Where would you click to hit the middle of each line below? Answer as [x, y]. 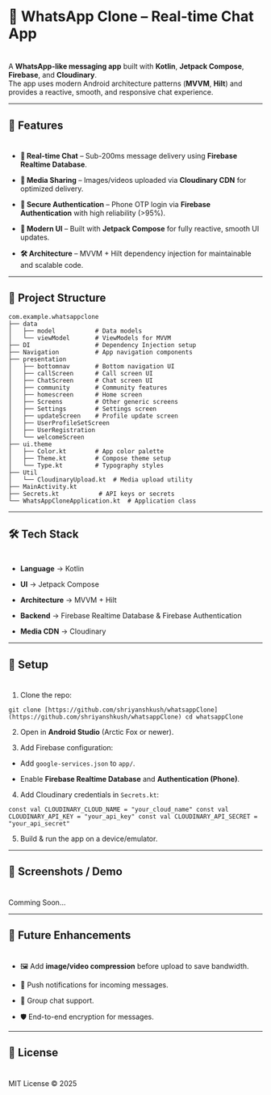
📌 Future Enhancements [70, 935]
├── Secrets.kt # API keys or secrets [92, 494]
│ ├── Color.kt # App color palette [86, 451]
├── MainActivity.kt [43, 486]
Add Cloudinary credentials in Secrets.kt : [90, 794]
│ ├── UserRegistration [52, 430]
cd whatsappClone [214, 717]
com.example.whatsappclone [54, 316]
